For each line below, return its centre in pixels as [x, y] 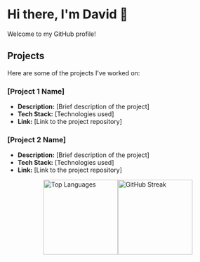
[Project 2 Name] [37, 139]
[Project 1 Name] [36, 91]
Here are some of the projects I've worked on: [74, 73]
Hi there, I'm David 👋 [68, 14]
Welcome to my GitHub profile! [52, 34]
